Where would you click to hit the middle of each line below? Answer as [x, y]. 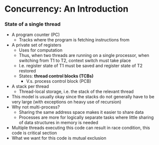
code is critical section [34, 133]
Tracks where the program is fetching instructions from [74, 40]
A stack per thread [30, 87]
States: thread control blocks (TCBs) [56, 76]
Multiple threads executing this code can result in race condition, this [81, 128]
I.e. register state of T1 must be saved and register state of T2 [81, 66]
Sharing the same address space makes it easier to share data [81, 112]
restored [27, 71]
